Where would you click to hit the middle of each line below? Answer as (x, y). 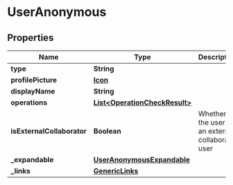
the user (212, 122)
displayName (33, 91)
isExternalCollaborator (49, 131)
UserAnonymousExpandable (142, 160)
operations (29, 103)
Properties (31, 38)
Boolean (107, 131)
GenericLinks (116, 171)
